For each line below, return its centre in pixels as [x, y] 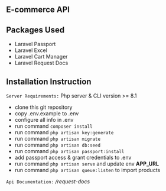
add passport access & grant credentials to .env [73, 158]
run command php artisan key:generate [64, 132]
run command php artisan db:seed [58, 145]
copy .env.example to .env [47, 114]
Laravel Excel [31, 50]
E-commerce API [38, 10]
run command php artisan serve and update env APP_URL [87, 164]
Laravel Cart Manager [41, 57]
